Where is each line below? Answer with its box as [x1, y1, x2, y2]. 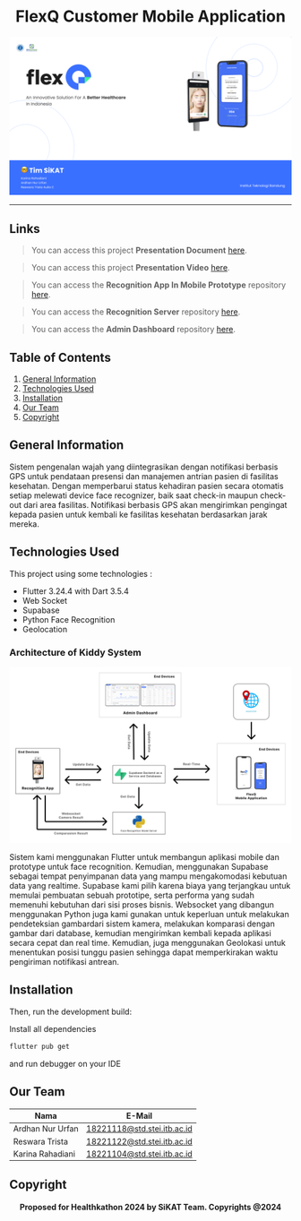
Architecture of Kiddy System [9, 646, 142, 658]
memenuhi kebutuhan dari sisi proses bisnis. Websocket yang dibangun [9, 899, 275, 910]
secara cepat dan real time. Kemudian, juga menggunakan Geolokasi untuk [9, 938, 287, 948]
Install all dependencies [9, 1023, 97, 1034]
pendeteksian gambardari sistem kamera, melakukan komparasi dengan [9, 918, 275, 929]
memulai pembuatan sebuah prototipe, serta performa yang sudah [9, 890, 255, 900]
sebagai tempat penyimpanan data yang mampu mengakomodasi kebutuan [9, 871, 288, 881]
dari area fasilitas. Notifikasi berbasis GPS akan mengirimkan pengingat [23, 499, 288, 510]
